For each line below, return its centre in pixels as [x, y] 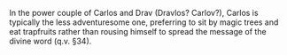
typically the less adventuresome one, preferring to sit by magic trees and [144, 22]
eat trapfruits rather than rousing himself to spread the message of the [138, 31]
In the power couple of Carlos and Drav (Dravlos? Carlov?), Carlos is [134, 13]
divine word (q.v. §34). [50, 41]
